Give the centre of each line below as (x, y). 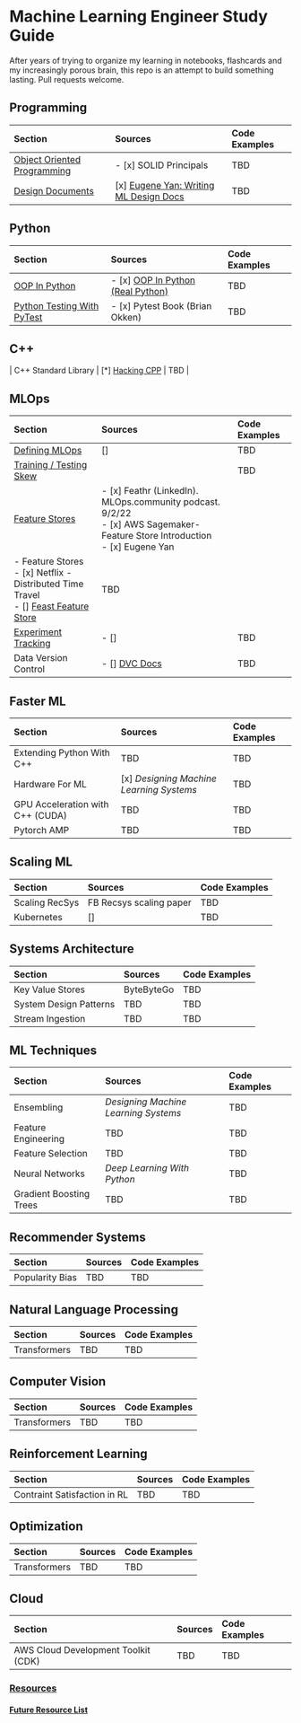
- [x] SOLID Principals (162, 165)
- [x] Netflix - (43, 573)
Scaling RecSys (47, 902)
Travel (27, 595)
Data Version (41, 658)
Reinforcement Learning (78, 1454)
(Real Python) (139, 291)
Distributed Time (49, 584)
